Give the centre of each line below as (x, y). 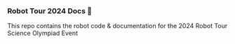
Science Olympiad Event (43, 33)
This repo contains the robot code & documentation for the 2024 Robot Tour (117, 26)
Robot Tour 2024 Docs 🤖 (50, 11)
